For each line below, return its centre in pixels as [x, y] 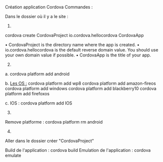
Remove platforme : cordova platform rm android [54, 122]
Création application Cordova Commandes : [49, 7]
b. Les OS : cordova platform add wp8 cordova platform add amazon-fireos [81, 83]
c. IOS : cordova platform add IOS [39, 103]
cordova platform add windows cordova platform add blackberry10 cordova [81, 89]
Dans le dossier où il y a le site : [37, 16]
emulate [13, 155]
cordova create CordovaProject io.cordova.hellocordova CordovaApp [74, 35]
